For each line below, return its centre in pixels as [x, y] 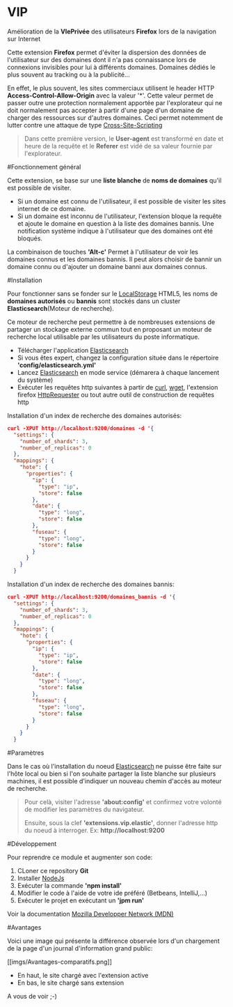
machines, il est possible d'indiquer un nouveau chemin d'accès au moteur [114, 781]
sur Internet [24, 38]
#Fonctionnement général [44, 167]
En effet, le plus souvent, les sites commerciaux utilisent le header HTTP [111, 88]
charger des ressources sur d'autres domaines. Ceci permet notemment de [115, 117]
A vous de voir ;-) [32, 997]
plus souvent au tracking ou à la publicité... [69, 75]
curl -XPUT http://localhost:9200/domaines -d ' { [81, 428]
